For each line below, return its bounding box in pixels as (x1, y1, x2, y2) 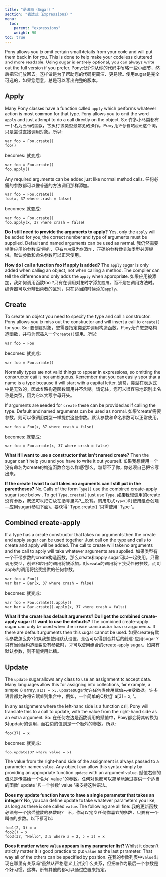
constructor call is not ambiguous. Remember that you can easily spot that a (5, 374, 161, 380)
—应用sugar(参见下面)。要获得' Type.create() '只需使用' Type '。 (5, 504, 137, 510)
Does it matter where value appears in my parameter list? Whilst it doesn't (5, 843, 159, 849)
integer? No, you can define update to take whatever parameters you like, (5, 797, 156, 804)
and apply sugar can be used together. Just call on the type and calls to (5, 537, 151, 543)
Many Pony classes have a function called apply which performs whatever (5, 105, 157, 111)
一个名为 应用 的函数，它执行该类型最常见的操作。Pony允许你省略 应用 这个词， (5, 123, 160, 128)
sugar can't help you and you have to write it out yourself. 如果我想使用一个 (5, 458, 158, 464)
